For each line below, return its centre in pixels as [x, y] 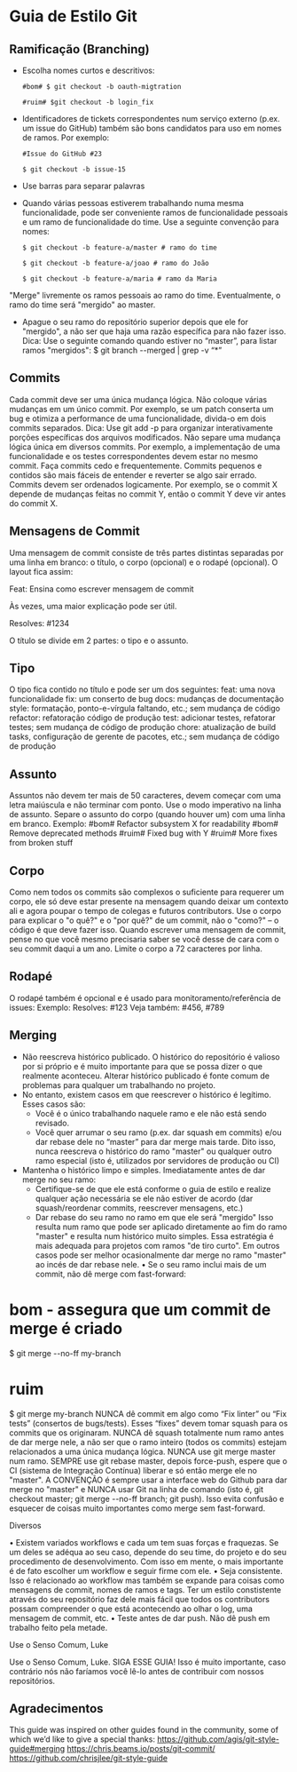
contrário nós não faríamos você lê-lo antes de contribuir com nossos [137, 1671]
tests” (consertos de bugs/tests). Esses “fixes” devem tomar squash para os [148, 1423]
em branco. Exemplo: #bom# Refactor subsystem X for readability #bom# [144, 824]
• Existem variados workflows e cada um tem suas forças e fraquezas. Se [144, 1542]
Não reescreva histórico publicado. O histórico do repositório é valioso [151, 1057]
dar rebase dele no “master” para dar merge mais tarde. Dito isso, [156, 1141]
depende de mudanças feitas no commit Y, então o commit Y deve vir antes [148, 494]
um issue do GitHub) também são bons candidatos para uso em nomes [152, 128]
